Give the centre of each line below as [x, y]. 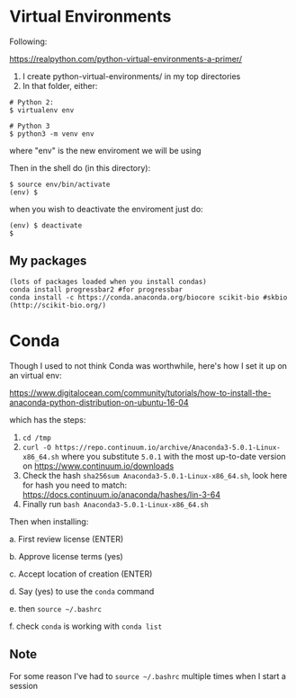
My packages [48, 261]
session [24, 685]
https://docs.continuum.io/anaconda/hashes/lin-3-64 [121, 494]
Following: [28, 41]
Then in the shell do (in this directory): [80, 167]
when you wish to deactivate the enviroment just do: [107, 209]
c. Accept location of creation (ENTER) [81, 574]
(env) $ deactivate [46, 225]
